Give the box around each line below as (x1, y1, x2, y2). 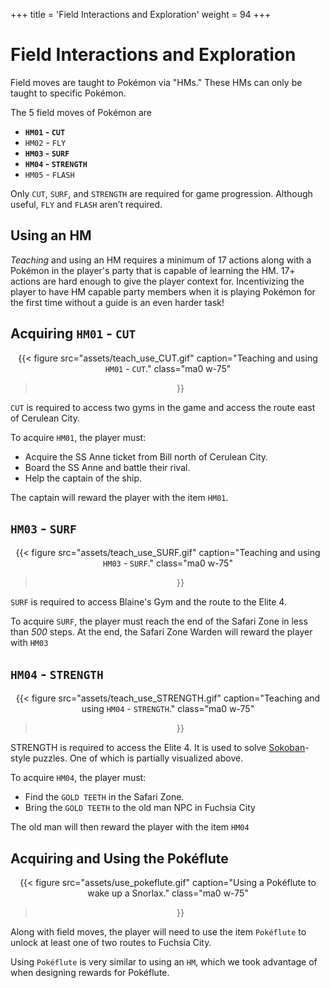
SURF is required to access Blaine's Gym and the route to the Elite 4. (10, 596, 287, 608)
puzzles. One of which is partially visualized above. (32, 752, 244, 764)
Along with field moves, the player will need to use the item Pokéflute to (10, 926, 307, 938)
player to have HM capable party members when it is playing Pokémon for (10, 285, 316, 298)
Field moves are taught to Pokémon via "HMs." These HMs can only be (10, 76, 303, 88)
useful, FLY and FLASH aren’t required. (10, 198, 163, 210)
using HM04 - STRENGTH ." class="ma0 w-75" (81, 703, 255, 715)
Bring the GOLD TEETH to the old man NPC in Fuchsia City (24, 802, 256, 814)
